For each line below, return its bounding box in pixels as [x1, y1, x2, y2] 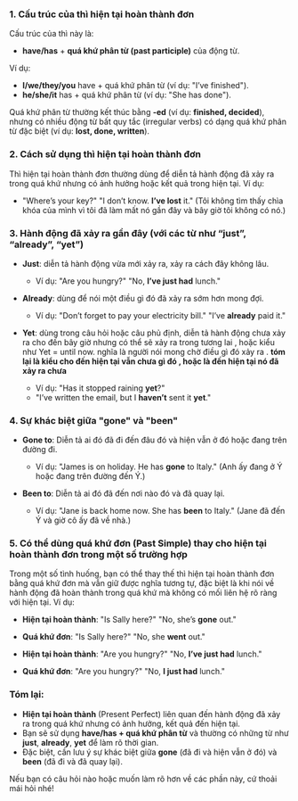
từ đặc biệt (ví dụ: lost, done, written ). [9, 126, 149, 136]
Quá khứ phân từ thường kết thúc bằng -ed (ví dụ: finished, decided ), [9, 107, 265, 118]
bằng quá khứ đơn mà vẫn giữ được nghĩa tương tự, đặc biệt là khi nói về [9, 578, 275, 589]
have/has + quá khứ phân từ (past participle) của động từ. [21, 45, 240, 56]
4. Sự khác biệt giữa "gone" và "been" [9, 414, 178, 426]
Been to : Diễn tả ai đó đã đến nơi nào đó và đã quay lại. [21, 488, 225, 499]
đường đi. [21, 444, 58, 455]
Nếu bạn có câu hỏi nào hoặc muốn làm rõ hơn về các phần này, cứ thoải [9, 773, 278, 784]
